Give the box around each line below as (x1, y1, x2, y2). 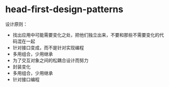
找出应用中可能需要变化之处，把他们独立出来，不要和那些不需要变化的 (12, 32, 160, 38)
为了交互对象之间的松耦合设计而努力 (12, 57, 89, 63)
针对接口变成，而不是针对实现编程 (12, 44, 84, 50)
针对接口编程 (12, 76, 40, 82)
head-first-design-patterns (5, 4, 123, 15)
